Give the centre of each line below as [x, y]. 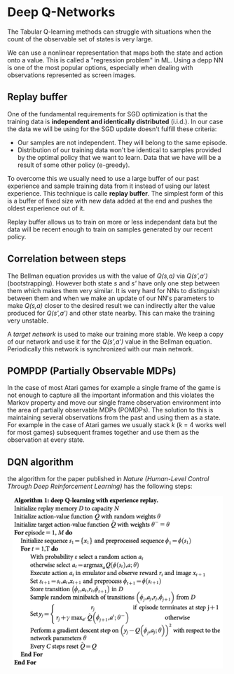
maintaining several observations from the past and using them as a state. [114, 417]
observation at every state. [46, 440]
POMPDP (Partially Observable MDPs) [92, 371]
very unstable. [28, 321]
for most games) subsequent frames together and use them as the [103, 433]
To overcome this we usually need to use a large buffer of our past [103, 178]
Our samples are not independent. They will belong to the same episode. [122, 142]
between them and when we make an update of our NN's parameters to [111, 298]
